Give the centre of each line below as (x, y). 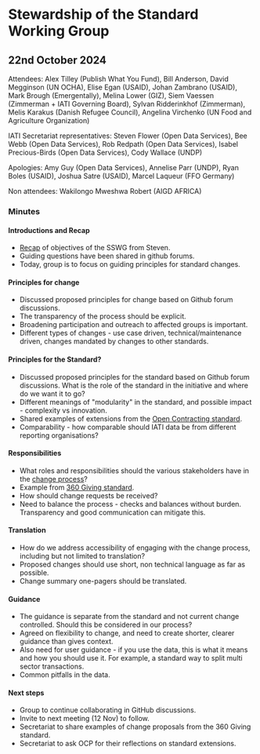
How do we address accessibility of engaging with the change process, (135, 548)
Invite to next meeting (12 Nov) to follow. (85, 719)
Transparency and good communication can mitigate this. (112, 512)
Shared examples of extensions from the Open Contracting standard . (131, 418)
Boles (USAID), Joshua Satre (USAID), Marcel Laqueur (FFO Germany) (121, 176)
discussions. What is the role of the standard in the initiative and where (134, 385)
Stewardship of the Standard (103, 15)
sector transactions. (52, 667)
